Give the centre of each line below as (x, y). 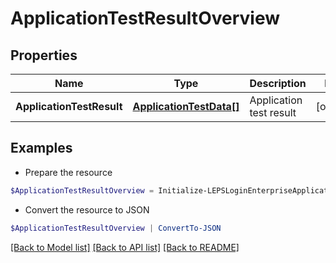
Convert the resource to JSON (87, 209)
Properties (44, 55)
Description (278, 83)
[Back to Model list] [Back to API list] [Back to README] (125, 247)
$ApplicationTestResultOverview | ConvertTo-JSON (116, 228)
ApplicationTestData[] (186, 106)
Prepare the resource (68, 172)
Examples (41, 148)
